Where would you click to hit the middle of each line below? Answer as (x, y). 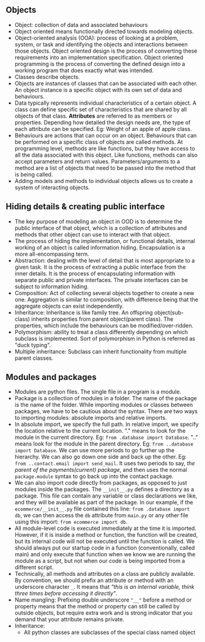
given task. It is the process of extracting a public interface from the (100, 267)
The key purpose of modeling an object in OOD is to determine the (99, 221)
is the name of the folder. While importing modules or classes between (104, 405)
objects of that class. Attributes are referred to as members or (93, 116)
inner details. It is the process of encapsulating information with (95, 273)
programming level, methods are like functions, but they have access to (105, 148)
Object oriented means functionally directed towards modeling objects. (104, 31)
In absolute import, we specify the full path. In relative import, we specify (106, 424)
